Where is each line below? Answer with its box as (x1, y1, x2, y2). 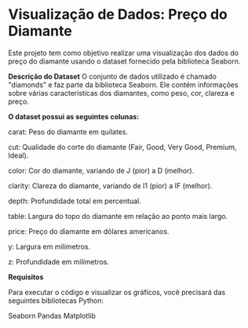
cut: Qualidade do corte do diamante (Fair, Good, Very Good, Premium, (8, 142, 237, 151)
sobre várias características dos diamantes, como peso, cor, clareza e (8, 88, 235, 97)
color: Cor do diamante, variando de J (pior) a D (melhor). (8, 166, 195, 175)
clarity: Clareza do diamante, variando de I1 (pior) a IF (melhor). (8, 180, 213, 190)
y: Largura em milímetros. (8, 242, 91, 251)
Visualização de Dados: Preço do (8, 5, 228, 24)
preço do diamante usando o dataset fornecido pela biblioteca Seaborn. (8, 56, 241, 66)
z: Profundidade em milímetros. (8, 257, 110, 266)
